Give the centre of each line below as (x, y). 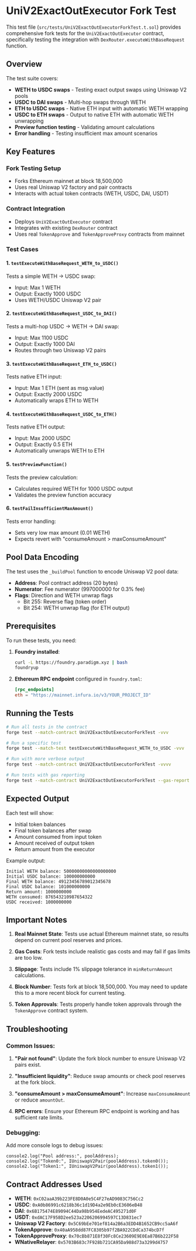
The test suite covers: (32, 78)
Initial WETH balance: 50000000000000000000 (61, 871)
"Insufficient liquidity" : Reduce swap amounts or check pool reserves (100, 1076)
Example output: (26, 861)
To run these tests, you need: (41, 640)
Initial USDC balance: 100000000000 (51, 876)
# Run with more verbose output (45, 759)
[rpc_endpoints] (34, 690)
